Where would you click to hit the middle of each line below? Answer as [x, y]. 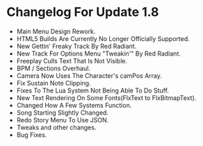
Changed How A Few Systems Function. [74, 105]
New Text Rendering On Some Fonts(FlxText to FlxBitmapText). [106, 97]
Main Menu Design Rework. [56, 31]
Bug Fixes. [32, 135]
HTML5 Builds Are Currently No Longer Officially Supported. [103, 38]
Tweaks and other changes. [56, 127]
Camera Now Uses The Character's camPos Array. [89, 75]
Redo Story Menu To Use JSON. [63, 120]
